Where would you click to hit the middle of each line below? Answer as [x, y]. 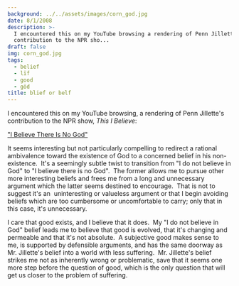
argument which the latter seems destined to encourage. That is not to [111, 186]
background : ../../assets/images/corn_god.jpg [78, 14]
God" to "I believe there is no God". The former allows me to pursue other [116, 171]
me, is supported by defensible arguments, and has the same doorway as [115, 245]
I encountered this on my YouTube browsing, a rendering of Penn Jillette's [116, 114]
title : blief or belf [39, 93]
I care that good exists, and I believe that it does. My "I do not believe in [113, 222]
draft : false [27, 47]
